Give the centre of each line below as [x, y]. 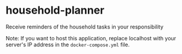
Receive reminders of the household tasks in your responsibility [85, 27]
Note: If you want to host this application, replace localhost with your [91, 38]
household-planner [55, 10]
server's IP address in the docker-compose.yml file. [68, 45]
